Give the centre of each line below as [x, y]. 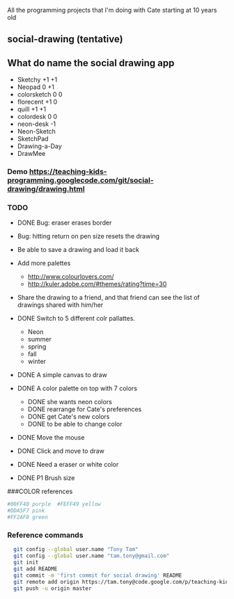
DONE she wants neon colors [70, 402]
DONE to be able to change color [75, 424]
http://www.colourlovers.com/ [71, 277]
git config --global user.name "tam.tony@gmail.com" [92, 556]
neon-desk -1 [37, 124]
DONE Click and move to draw [61, 451]
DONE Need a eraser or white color [68, 465]
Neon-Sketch [36, 131]
